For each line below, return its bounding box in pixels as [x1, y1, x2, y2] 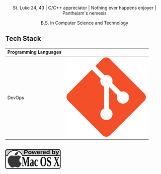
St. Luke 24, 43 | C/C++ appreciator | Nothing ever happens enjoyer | [13, 5, 156, 11]
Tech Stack [5, 34, 41, 43]
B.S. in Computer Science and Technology [40, 20, 129, 26]
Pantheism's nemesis [62, 10, 107, 16]
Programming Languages [7, 49, 62, 55]
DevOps [7, 95, 24, 101]
